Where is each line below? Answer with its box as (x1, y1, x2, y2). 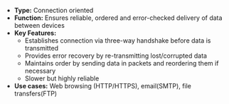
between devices (14, 21, 65, 29)
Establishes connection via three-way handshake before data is (24, 36, 211, 45)
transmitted (24, 44, 59, 52)
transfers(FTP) (14, 89, 58, 98)
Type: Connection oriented (14, 6, 94, 14)
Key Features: (14, 28, 57, 37)
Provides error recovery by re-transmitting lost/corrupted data (24, 51, 208, 60)
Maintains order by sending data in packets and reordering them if (24, 59, 219, 67)
